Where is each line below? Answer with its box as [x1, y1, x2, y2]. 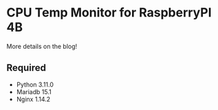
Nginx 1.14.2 [16, 95, 51, 103]
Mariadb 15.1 [16, 87, 52, 96]
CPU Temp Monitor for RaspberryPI [6, 5, 212, 21]
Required [6, 62, 46, 74]
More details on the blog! [6, 42, 78, 50]
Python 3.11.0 [16, 80, 54, 89]
